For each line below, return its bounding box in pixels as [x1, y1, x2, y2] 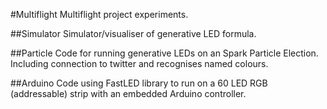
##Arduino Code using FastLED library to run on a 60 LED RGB [10, 77, 268, 89]
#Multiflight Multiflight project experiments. [10, 9, 189, 20]
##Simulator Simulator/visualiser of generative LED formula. [10, 28, 257, 39]
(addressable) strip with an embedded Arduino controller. [10, 88, 247, 99]
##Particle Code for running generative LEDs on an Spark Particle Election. [10, 47, 319, 59]
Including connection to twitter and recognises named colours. [10, 58, 269, 69]
